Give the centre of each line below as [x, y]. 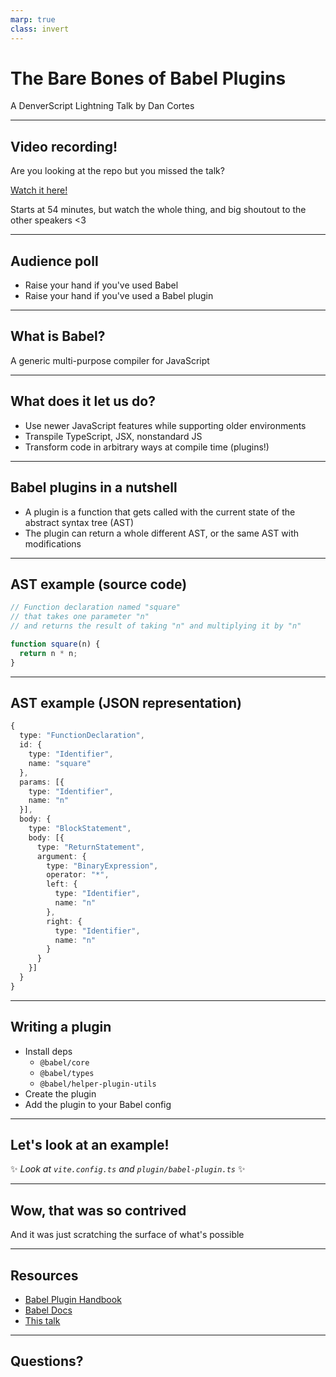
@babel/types [67, 1073]
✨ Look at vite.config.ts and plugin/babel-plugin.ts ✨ [128, 1169]
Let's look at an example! [90, 1144]
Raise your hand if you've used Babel [101, 285]
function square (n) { [55, 644]
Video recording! [64, 146]
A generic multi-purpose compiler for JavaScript [110, 360]
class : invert [40, 29]
